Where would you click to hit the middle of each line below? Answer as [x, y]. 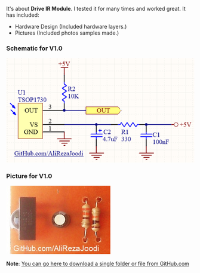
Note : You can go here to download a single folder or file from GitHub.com [98, 263]
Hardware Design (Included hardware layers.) [71, 27]
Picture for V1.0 [29, 176]
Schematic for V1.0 [34, 48]
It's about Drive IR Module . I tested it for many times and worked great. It [96, 9]
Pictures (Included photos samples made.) [67, 33]
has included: [23, 15]
